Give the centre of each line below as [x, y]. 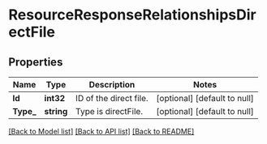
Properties [36, 62]
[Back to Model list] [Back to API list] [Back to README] [101, 131]
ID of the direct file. [112, 98]
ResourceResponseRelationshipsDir [133, 15]
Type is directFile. [110, 111]
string [56, 111]
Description [112, 85]
